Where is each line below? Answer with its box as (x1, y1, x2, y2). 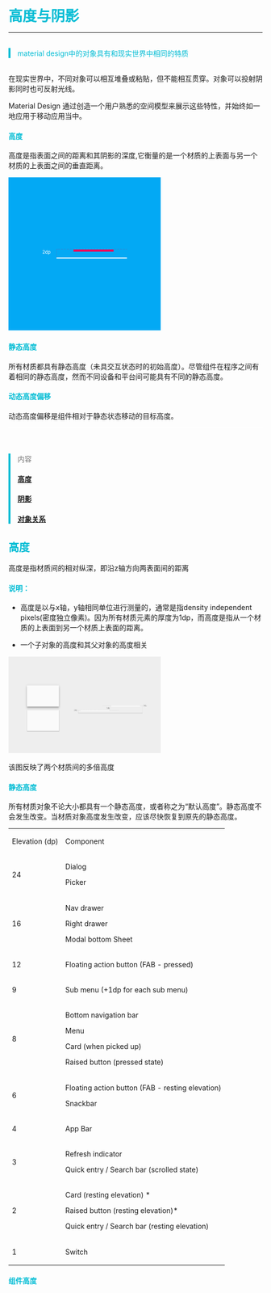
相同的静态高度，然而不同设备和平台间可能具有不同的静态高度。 (15, 372, 227, 381)
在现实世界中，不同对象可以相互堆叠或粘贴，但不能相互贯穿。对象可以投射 (8, 74, 256, 83)
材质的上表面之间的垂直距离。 (8, 161, 107, 171)
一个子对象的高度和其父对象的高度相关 (19, 640, 148, 650)
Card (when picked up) (65, 1042, 142, 1051)
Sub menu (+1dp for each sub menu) (65, 985, 189, 995)
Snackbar (65, 1098, 98, 1108)
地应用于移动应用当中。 (8, 112, 86, 120)
